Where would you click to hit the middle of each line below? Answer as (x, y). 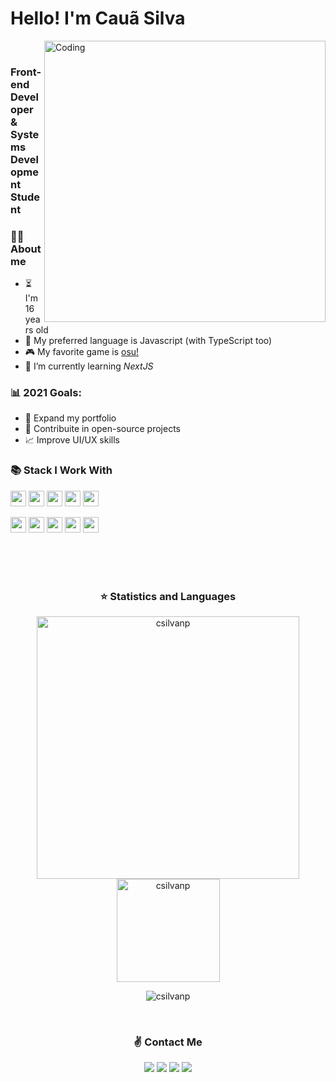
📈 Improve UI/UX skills (72, 440)
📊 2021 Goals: (46, 393)
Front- (26, 72)
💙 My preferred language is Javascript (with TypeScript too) (148, 341)
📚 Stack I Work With (61, 470)
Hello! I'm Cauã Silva (98, 18)
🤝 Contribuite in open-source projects (103, 429)
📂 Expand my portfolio (70, 418)
